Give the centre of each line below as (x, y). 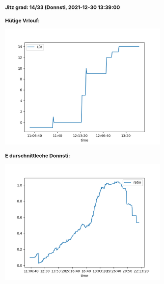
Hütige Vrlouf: (23, 20)
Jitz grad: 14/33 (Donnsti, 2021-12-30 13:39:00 (63, 7)
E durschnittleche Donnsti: (38, 156)
